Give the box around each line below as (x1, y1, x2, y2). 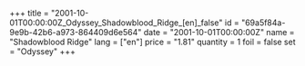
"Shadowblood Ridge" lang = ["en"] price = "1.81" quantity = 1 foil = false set (9, 36, 296, 47)
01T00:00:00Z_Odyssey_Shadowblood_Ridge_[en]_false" (9, 17, 223, 28)
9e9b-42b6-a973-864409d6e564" (9, 27, 142, 37)
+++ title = (9, 8, 50, 18)
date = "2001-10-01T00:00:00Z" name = (143, 27, 295, 37)
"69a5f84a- (240, 17, 286, 28)
